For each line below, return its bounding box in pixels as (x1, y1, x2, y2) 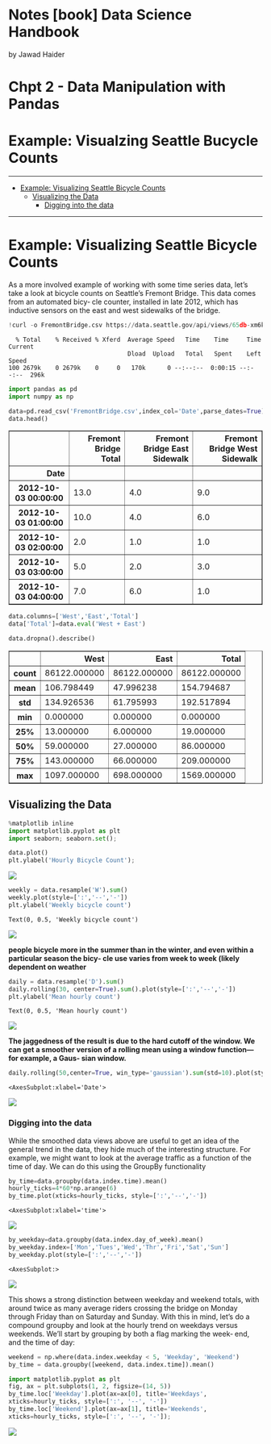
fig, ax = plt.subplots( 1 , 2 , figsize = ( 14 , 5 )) (8, 1383, 172, 1391)
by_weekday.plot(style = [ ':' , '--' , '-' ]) (8, 1250, 143, 1259)
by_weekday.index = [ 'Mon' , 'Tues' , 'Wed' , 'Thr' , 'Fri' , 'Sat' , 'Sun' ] (8, 1243, 229, 1251)
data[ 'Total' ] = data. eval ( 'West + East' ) (8, 620, 147, 628)
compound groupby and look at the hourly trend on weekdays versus (8, 1320, 238, 1330)
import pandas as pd (8, 385, 78, 393)
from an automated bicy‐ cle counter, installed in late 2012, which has (8, 297, 239, 306)
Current (8, 343, 35, 351)
